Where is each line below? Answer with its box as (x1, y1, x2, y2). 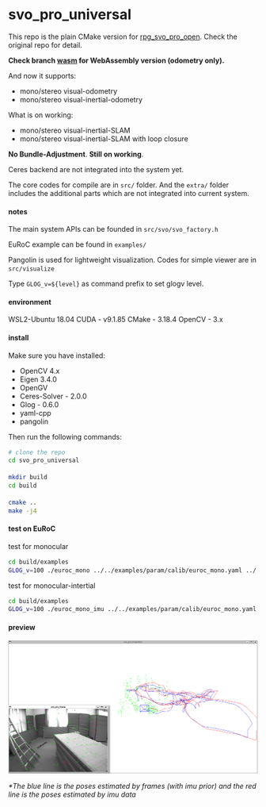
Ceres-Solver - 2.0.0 (19, 391, 87, 401)
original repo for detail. (8, 40, 83, 49)
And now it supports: (8, 71, 77, 80)
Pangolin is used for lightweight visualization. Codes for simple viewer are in (8, 256, 257, 265)
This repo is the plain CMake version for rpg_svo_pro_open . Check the (8, 32, 237, 41)
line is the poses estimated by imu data (8, 790, 136, 799)
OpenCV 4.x (19, 366, 60, 375)
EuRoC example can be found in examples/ (8, 240, 146, 249)
